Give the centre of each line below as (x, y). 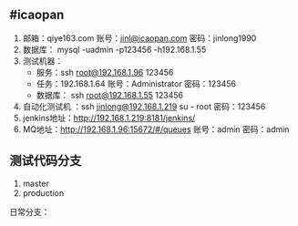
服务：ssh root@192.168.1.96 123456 (105, 72)
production (43, 193)
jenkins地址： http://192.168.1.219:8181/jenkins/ (109, 118)
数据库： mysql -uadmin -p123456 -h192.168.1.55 (114, 49)
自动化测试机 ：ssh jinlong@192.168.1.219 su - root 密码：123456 (144, 106)
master (36, 183)
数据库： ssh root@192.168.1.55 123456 (110, 95)
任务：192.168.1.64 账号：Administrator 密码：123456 (136, 83)
